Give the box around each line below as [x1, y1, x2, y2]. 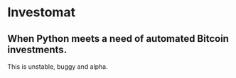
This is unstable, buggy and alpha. [7, 62, 108, 71]
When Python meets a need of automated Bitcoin [7, 33, 230, 45]
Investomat [7, 4, 76, 21]
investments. [7, 43, 68, 55]
